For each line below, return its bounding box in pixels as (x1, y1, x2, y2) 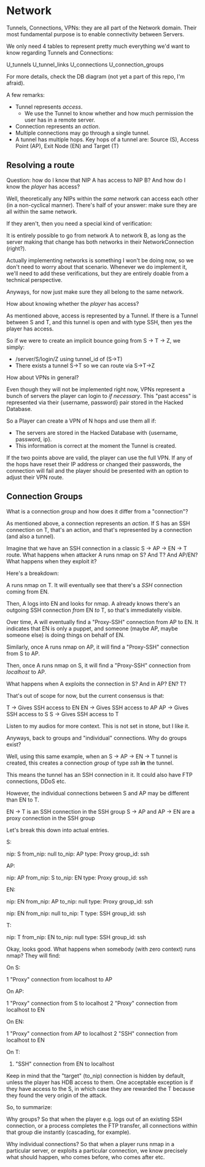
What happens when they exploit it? (6, 557, 97, 565)
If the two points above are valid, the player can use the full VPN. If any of (6, 454, 193, 461)
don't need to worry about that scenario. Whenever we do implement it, (6, 263, 187, 270)
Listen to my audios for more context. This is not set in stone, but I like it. (6, 722, 190, 730)
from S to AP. (6, 649, 40, 657)
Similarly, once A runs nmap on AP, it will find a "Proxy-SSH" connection (6, 643, 189, 650)
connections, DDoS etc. (6, 778, 66, 785)
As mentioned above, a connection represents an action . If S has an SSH (6, 520, 190, 527)
